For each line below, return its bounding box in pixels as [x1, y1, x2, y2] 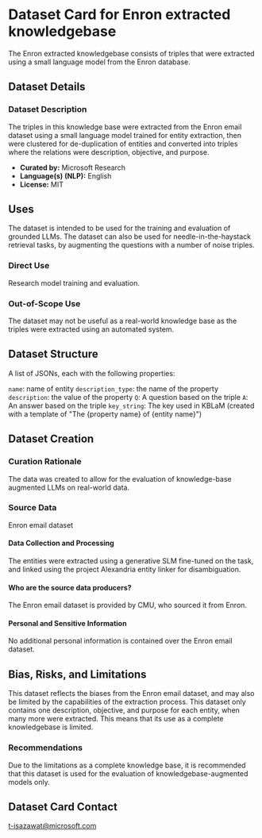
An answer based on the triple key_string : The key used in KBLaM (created [8, 401, 255, 410]
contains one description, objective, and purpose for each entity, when [8, 705, 241, 715]
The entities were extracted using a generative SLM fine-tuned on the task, [8, 556, 254, 566]
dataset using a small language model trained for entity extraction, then [8, 130, 242, 140]
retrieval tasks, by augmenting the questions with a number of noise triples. [8, 240, 256, 250]
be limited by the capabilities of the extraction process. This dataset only [8, 697, 246, 707]
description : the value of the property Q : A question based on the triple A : [8, 392, 249, 402]
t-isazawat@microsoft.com [8, 821, 97, 831]
